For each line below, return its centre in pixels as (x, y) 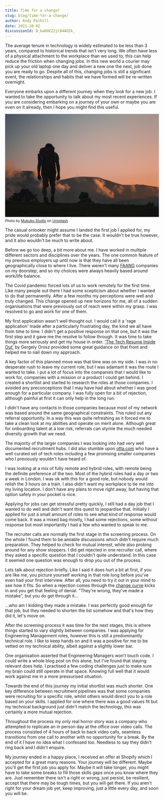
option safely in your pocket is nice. (41, 494)
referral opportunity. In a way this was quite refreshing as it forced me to (78, 418)
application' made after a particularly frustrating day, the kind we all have (79, 326)
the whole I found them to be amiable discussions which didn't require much (82, 539)
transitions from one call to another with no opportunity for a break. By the (80, 737)
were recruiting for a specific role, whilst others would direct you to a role (79, 696)
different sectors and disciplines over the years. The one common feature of (82, 255)
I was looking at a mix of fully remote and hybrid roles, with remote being (78, 468)
